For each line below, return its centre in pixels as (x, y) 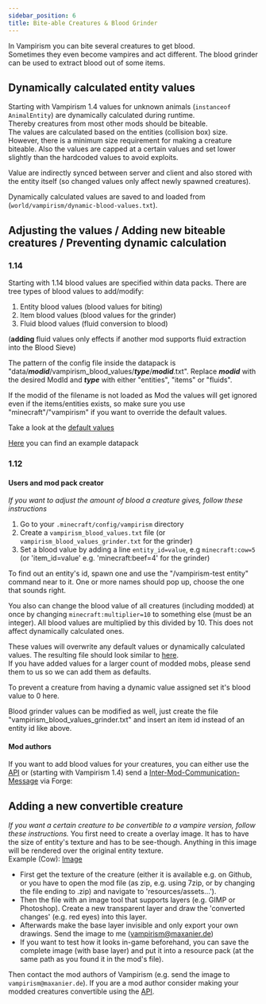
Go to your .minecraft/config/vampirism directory (102, 524)
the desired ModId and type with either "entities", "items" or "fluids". (120, 380)
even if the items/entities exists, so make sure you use (97, 404)
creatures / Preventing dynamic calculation (118, 242)
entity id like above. (40, 729)
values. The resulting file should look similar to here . (93, 655)
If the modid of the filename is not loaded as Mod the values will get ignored (133, 395)
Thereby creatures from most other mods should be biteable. (108, 123)
